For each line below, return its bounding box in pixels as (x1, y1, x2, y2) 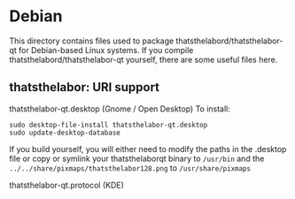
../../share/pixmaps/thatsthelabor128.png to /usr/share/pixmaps (9, 162, 251, 173)
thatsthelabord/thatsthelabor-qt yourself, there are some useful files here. (9, 54, 278, 65)
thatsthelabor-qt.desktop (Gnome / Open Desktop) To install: (9, 103, 230, 114)
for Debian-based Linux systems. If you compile (19, 44, 194, 55)
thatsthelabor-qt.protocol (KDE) (9, 180, 124, 190)
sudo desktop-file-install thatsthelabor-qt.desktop (9, 120, 208, 129)
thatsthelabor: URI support (9, 80, 160, 95)
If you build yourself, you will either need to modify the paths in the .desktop (9, 143, 287, 154)
